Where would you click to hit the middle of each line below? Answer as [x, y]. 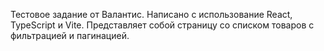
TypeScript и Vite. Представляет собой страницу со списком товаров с [162, 25]
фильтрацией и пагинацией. [70, 35]
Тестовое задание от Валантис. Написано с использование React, [151, 14]
